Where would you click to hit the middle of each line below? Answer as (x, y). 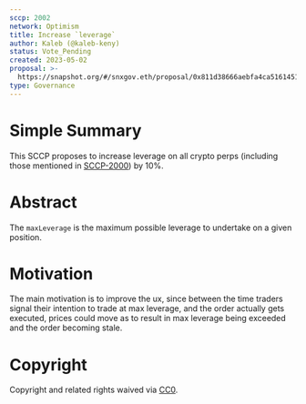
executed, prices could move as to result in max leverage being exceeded (148, 318)
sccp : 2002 (30, 18)
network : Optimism (44, 26)
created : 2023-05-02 (49, 60)
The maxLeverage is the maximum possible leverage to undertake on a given (151, 227)
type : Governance (42, 86)
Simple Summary (76, 131)
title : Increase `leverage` (63, 35)
